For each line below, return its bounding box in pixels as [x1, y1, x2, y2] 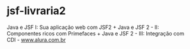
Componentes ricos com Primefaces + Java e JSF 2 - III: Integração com [7, 30, 185, 37]
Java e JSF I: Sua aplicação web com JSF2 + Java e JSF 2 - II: [7, 24, 159, 31]
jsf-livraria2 [7, 4, 66, 18]
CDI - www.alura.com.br [7, 36, 66, 43]
